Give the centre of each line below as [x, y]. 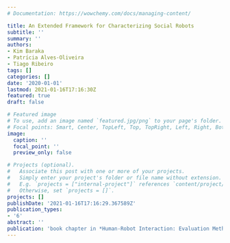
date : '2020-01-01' [35, 83]
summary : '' [24, 38]
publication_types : [35, 209]
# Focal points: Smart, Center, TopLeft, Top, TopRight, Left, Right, [110, 127]
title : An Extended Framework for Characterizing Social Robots [101, 26]
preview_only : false [42, 153]
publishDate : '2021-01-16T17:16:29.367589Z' [72, 203]
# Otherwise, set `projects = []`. [61, 190]
